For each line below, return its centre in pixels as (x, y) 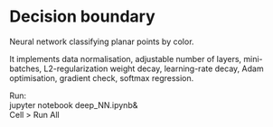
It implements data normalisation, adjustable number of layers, (126, 59)
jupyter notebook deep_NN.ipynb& (74, 104)
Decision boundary (82, 17)
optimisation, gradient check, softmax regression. (102, 77)
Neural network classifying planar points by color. (102, 41)
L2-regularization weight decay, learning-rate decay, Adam (154, 68)
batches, (26, 68)
